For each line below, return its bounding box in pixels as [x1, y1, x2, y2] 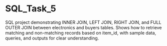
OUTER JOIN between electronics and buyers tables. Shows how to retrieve [5, 24, 162, 30]
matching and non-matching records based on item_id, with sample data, [5, 30, 156, 36]
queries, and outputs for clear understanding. [5, 35, 99, 41]
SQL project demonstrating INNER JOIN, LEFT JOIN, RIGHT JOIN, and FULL [5, 19, 161, 25]
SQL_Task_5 [5, 3, 56, 14]
